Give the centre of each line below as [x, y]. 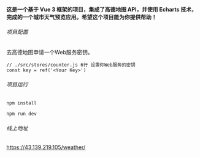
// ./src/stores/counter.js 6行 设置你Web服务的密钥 [71, 65]
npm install [21, 103]
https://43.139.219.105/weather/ [46, 147]
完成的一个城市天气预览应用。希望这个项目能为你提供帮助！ [82, 17]
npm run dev [21, 114]
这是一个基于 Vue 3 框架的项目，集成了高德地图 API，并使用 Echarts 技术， [102, 9]
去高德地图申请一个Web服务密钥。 [50, 52]
